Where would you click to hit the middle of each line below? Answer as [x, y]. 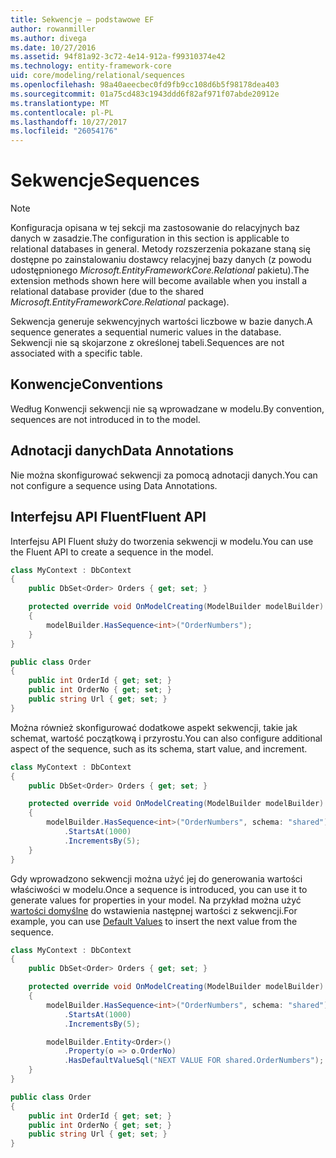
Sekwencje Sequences [105, 180]
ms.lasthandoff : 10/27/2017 [69, 122]
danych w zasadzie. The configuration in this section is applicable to [150, 238]
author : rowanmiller [53, 29]
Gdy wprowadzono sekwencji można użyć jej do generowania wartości [156, 878]
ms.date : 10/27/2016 [53, 47]
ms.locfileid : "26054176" [64, 131]
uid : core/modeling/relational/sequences [98, 76]
